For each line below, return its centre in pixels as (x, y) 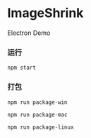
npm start (22, 68)
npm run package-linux (41, 127)
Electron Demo (29, 33)
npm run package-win (38, 102)
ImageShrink (45, 13)
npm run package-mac (38, 115)
